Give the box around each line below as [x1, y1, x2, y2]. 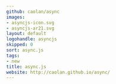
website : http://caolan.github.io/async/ [6, 69, 111, 75]
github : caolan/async [6, 8, 60, 15]
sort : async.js [6, 47, 44, 53]
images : [6, 14, 26, 20]
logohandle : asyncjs [6, 36, 58, 42]
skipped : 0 [6, 42, 33, 48]
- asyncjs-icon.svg [6, 20, 55, 25]
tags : [6, 53, 20, 59]
